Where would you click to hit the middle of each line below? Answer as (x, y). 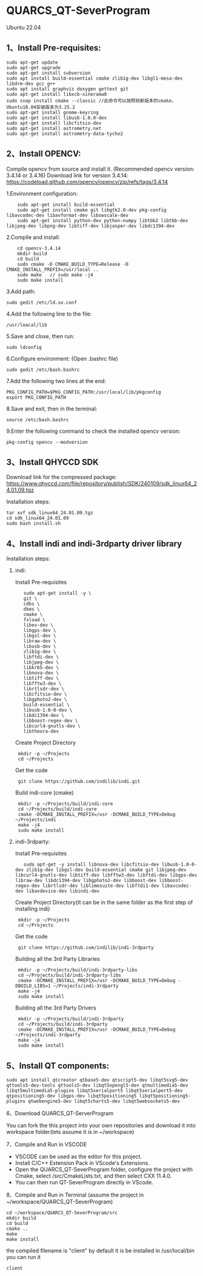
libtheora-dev (41, 731)
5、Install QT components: (58, 1066)
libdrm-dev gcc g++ (31, 83)
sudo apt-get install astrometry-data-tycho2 (65, 134)
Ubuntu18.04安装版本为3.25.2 (41, 107)
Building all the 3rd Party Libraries (57, 959)
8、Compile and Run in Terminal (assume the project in (75, 1195)
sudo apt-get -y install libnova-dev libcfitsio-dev (91, 865)
